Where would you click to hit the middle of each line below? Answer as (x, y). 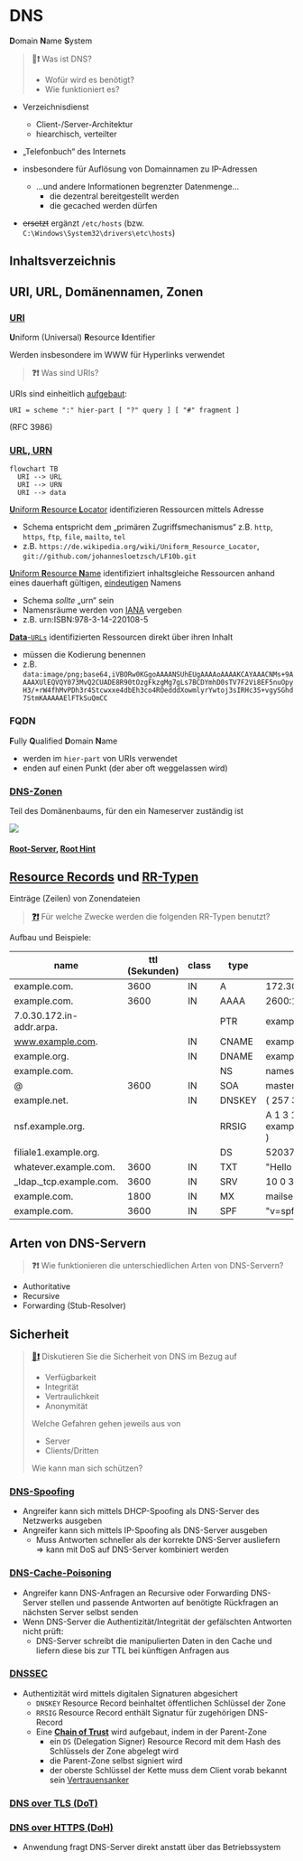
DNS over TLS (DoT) (54, 1803)
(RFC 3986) (31, 427)
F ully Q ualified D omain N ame (64, 741)
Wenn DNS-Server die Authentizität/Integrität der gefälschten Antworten (157, 1622)
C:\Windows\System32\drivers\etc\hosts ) (99, 232)
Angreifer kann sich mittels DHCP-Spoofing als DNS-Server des (141, 1511)
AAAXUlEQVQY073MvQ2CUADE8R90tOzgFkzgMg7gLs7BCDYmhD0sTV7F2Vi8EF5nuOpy (158, 683)
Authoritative (46, 1286)
